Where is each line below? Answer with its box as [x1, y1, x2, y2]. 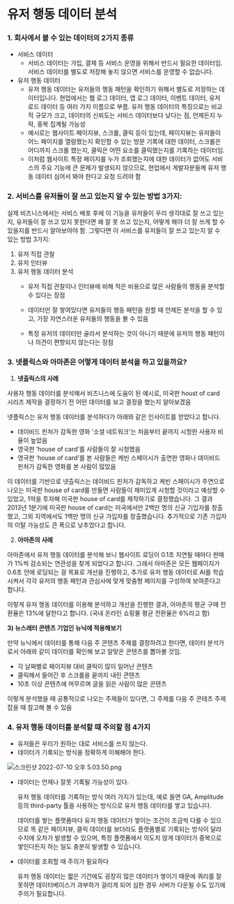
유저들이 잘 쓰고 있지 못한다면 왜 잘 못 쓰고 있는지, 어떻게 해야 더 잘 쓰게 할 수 [16, 217, 226, 225]
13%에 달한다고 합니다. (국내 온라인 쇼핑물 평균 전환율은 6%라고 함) [25, 609, 210, 618]
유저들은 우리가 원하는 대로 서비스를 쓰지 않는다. [17, 739, 148, 748]
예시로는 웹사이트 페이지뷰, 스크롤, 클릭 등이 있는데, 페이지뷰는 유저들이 [27, 128, 221, 137]
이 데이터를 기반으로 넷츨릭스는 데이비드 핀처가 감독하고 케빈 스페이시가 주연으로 [7, 477, 225, 486]
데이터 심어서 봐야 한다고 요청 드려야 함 [35, 172, 141, 181]
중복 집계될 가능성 [37, 120, 86, 128]
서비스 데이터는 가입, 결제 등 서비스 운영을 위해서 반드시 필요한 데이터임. [27, 59, 223, 67]
